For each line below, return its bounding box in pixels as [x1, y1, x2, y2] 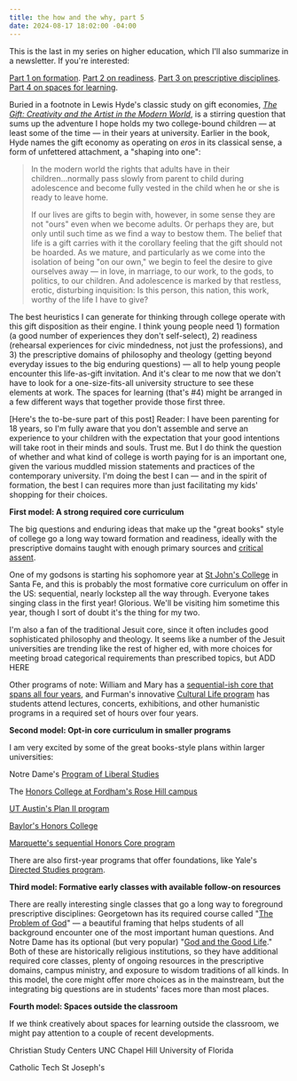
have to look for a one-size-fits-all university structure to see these [9, 377, 254, 388]
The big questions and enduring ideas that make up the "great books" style [9, 524, 285, 534]
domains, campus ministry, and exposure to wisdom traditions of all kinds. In [9, 965, 289, 975]
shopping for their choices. [9, 489, 108, 500]
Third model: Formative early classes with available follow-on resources [9, 881, 281, 892]
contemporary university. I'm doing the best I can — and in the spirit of [9, 470, 268, 481]
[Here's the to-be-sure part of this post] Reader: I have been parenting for [9, 413, 279, 424]
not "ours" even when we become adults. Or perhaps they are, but [30, 219, 275, 229]
